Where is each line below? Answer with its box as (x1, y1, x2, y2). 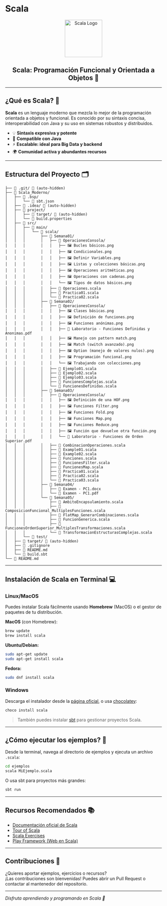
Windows (5, 687, 29, 694)
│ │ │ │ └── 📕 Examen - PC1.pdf (5, 491, 99, 496)
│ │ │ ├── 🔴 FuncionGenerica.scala (5, 517, 110, 522)
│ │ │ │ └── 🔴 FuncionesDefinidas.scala (5, 384, 117, 389)
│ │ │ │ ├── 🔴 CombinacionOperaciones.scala (5, 443, 126, 448)
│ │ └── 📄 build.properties (5, 216, 72, 222)
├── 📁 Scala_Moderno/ (5, 190, 50, 195)
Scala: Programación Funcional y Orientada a (12, 66, 155, 75)
